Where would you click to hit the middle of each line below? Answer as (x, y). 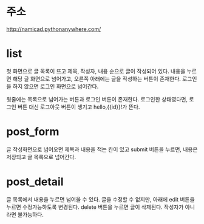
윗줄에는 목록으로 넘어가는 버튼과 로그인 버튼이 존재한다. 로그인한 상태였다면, (97, 99)
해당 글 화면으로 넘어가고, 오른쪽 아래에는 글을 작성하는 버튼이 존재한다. (97, 78)
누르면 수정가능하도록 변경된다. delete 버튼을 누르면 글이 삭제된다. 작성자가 (95, 207)
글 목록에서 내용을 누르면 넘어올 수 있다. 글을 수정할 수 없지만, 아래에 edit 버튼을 (101, 199)
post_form (33, 132)
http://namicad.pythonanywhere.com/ (54, 29)
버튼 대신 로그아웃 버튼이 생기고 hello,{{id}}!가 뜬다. (79, 107)
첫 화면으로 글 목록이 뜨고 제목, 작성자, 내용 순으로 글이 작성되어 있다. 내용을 (96, 71)
